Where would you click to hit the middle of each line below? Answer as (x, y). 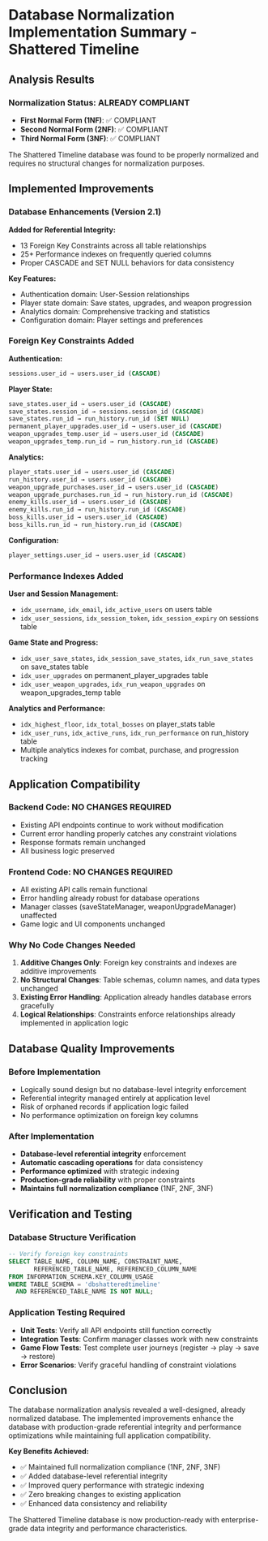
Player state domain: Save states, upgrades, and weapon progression (136, 303)
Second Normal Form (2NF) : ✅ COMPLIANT (94, 129)
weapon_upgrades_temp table (70, 693)
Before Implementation (55, 1072)
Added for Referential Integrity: (62, 230)
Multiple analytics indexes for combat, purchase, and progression (130, 750)
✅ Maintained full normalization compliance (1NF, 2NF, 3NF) (120, 1467)
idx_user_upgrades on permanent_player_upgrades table (114, 676)
